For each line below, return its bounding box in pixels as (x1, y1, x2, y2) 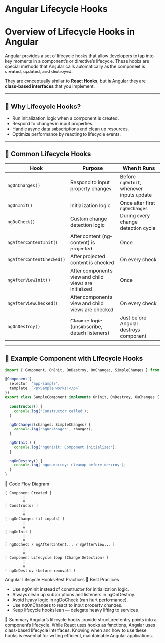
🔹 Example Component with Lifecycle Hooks (5, 355, 143, 363)
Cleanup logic (70, 317, 102, 324)
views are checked (70, 306, 114, 313)
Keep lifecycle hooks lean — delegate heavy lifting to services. (12, 607, 139, 613)
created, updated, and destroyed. (5, 69, 73, 74)
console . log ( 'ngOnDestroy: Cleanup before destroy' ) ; (14, 463, 126, 468)
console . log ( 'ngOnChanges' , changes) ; (14, 427, 93, 432)
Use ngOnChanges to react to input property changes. (12, 602, 123, 608)
